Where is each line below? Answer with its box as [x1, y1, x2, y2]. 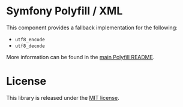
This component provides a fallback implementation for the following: [6, 24, 178, 31]
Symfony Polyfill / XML [6, 4, 123, 18]
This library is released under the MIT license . [6, 94, 119, 101]
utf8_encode [14, 36, 45, 42]
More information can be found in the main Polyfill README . [6, 53, 155, 60]
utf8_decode [14, 43, 45, 49]
